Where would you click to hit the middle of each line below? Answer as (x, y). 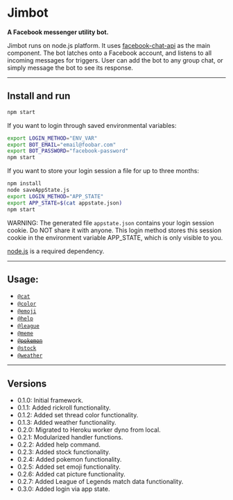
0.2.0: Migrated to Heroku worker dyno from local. (89, 430)
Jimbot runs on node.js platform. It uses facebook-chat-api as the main (109, 45)
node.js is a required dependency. (56, 251)
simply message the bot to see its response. (70, 67)
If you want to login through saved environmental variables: (92, 125)
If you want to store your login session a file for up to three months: (103, 171)
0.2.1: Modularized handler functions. (70, 437)
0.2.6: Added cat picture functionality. (71, 474)
